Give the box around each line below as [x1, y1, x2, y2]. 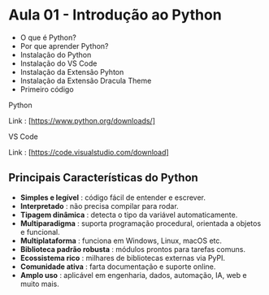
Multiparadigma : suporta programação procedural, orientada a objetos [20, 218, 262, 228]
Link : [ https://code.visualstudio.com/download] [8, 147, 169, 157]
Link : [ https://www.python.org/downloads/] [8, 115, 156, 125]
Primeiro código [20, 84, 75, 94]
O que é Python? [20, 33, 77, 42]
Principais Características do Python [8, 171, 199, 184]
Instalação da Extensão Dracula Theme [20, 76, 152, 85]
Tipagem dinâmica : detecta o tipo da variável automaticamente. [20, 210, 238, 219]
